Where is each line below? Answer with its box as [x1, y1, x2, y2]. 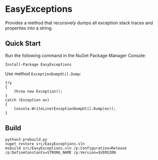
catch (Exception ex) [5, 97, 50, 102]
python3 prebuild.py [5, 137, 48, 142]
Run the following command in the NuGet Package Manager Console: [5, 52, 147, 58]
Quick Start [5, 40, 41, 48]
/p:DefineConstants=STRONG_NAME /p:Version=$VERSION [5, 150, 116, 155]
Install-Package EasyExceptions [5, 62, 72, 67]
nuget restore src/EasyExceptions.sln [5, 141, 85, 146]
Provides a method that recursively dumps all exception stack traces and [5, 20, 153, 26]
